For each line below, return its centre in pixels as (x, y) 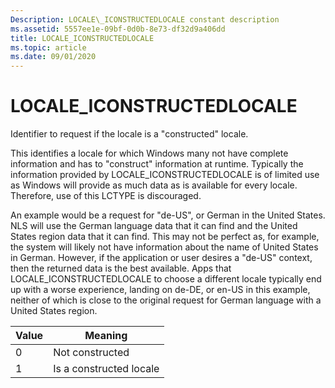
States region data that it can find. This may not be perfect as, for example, (165, 237)
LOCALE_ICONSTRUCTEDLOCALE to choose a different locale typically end (166, 279)
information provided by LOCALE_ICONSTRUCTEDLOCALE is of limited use (165, 175)
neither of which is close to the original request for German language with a (166, 300)
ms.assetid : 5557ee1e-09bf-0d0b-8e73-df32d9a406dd (118, 29)
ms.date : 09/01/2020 (53, 57)
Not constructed (91, 353)
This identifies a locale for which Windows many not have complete (149, 153)
